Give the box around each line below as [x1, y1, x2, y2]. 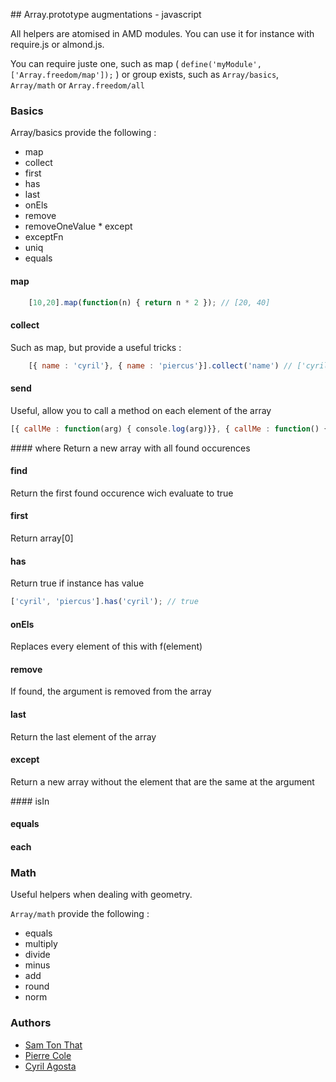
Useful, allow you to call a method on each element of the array [10, 404, 272, 416]
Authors [10, 1016, 52, 1030]
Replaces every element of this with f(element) [10, 640, 203, 653]
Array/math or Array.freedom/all [10, 79, 145, 91]
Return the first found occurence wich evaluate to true [10, 487, 234, 499]
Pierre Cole [24, 1049, 72, 1061]
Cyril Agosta [24, 1060, 77, 1072]
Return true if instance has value [10, 577, 145, 589]
